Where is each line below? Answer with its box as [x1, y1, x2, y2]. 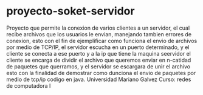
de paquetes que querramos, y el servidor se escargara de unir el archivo [6, 62, 191, 70]
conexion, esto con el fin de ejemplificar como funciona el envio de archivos [6, 37, 198, 44]
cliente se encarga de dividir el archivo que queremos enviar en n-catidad [6, 56, 191, 64]
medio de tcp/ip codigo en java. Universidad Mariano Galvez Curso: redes [6, 76, 191, 83]
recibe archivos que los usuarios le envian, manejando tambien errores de [6, 30, 192, 38]
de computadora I [6, 82, 51, 89]
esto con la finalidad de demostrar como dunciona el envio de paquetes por [6, 69, 196, 76]
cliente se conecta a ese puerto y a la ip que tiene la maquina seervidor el [6, 50, 191, 57]
